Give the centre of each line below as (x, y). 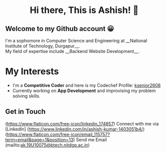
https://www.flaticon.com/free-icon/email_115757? (58, 134)
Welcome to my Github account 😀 (60, 29)
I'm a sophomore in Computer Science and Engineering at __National (76, 40)
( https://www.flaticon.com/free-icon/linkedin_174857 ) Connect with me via (82, 123)
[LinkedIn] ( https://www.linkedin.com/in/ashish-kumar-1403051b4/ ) (75, 129)
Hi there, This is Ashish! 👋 (84, 10)
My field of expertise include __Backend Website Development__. (72, 51)
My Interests (32, 71)
